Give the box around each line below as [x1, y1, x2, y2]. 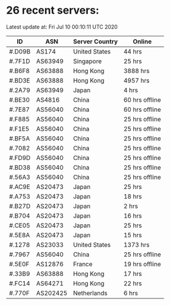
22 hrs [123, 279, 142, 287]
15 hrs [123, 231, 142, 239]
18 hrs [123, 192, 142, 200]
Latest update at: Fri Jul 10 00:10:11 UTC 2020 [6, 23, 118, 30]
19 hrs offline [123, 260, 161, 268]
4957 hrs [123, 76, 150, 84]
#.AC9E [9, 183, 31, 191]
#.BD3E [9, 76, 31, 84]
